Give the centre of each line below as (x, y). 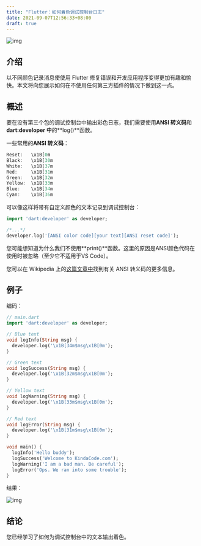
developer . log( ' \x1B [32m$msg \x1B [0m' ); (63, 374)
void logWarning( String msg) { (46, 396)
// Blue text (23, 334)
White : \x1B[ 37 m (30, 166)
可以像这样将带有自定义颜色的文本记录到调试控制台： (73, 207)
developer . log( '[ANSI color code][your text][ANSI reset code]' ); (93, 236)
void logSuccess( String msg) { (46, 368)
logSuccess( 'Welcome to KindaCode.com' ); (65, 458)
